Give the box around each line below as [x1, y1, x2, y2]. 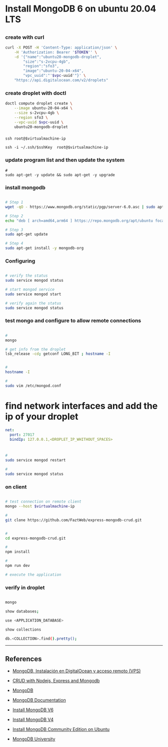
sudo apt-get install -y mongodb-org [5, 245, 84, 251]
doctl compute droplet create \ [5, 101, 72, 106]
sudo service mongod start [5, 292, 61, 297]
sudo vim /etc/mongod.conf [5, 383, 61, 388]
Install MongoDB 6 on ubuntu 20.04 [5, 3, 156, 15]
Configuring [5, 257, 35, 264]
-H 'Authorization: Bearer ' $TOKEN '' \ [14, 50, 97, 55]
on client [5, 483, 27, 490]
